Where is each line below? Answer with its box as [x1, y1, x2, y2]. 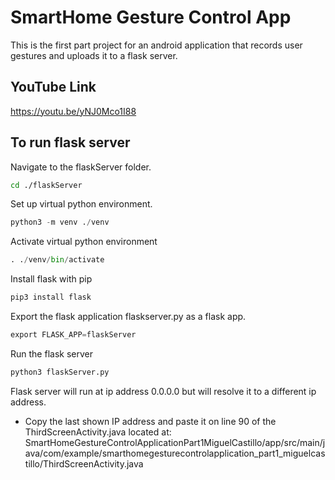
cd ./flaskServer [10, 180, 83, 190]
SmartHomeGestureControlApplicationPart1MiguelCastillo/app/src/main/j [24, 436, 326, 448]
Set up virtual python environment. [10, 198, 153, 210]
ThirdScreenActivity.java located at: [24, 426, 172, 438]
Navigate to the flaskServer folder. [10, 161, 152, 173]
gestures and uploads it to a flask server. [10, 49, 178, 61]
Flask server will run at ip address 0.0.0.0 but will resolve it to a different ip [10, 385, 317, 397]
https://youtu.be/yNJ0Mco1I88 [10, 105, 137, 117]
